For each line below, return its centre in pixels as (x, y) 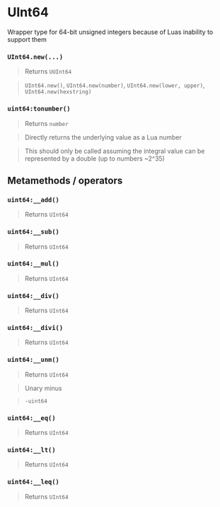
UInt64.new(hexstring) (58, 92)
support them (27, 39)
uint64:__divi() (35, 328)
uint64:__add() (34, 200)
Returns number (46, 123)
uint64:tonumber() (39, 109)
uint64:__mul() (34, 264)
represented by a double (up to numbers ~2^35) (94, 158)
